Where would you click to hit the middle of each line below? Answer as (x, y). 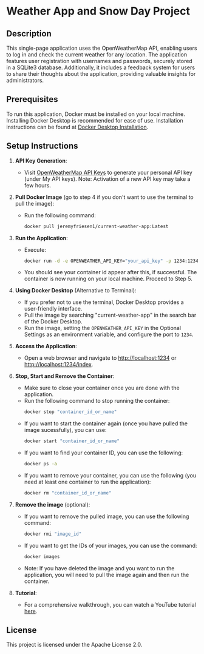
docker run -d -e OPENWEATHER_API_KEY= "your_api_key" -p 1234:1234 (111, 261)
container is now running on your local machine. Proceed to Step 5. (108, 279)
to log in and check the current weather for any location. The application (97, 55)
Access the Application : (46, 346)
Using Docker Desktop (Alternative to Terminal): (76, 291)
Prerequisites (32, 99)
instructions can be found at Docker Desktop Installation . (77, 127)
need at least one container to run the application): (87, 482)
